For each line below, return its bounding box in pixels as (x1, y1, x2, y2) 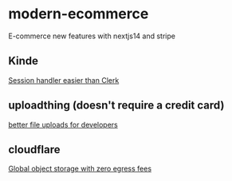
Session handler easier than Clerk (8, 75, 120, 85)
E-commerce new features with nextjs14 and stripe (8, 31, 175, 41)
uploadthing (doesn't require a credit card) (8, 99, 225, 112)
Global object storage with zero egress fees (8, 164, 152, 174)
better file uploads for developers (8, 120, 118, 129)
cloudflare (8, 143, 61, 156)
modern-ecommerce (8, 5, 149, 23)
